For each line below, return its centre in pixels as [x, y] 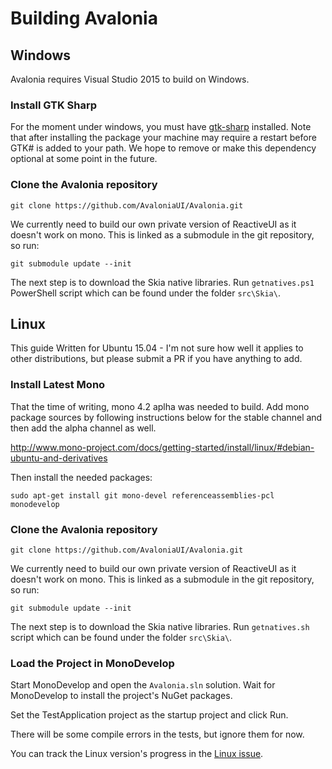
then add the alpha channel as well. [83, 428]
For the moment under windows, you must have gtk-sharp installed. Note [161, 127]
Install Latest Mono [58, 385]
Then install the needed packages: [81, 477]
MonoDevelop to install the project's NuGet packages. [121, 696]
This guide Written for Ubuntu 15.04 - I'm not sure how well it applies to [157, 348]
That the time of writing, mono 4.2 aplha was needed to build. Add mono [160, 406]
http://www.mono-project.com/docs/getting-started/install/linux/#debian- [162, 447]
